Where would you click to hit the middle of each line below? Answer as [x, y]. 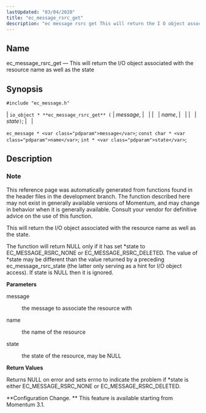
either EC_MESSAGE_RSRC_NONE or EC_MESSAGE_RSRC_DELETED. [93, 386]
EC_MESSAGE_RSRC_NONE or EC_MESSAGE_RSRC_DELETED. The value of [102, 253]
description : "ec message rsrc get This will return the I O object [96, 23]
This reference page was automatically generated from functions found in [100, 190]
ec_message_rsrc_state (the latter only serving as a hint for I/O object [94, 265]
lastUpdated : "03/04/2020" [41, 12]
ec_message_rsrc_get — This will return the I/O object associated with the [100, 63]
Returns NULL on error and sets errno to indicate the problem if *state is [97, 379]
